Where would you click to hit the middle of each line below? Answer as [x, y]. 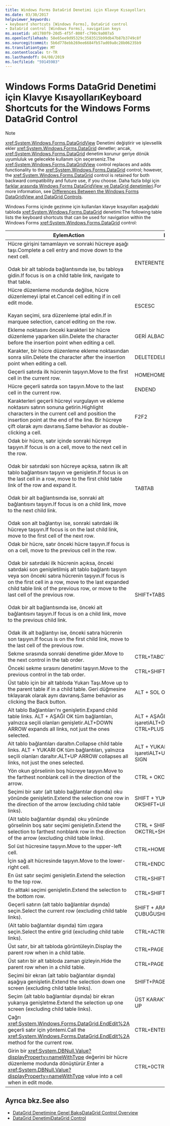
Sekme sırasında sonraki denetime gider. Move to [66, 654]
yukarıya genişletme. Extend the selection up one [66, 1003]
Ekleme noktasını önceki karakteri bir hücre [59, 330]
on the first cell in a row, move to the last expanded [68, 582]
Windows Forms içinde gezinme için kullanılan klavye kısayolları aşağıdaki [82, 207]
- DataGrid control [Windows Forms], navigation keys [63, 29]
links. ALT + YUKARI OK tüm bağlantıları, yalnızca [66, 750]
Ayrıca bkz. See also [37, 1100]
